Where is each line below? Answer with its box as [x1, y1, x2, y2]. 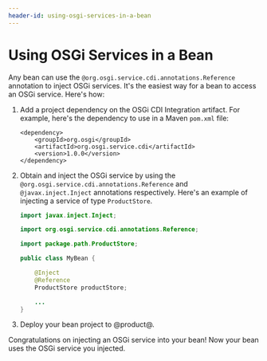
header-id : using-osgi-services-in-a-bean [8, 11, 151, 20]
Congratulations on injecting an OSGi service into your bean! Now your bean [8, 335, 259, 345]
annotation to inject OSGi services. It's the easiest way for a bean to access [8, 80, 257, 90]
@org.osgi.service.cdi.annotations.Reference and [19, 179, 189, 188]
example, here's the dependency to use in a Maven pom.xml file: [19, 113, 230, 123]
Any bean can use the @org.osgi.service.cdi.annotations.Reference [8, 73, 236, 82]
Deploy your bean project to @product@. [19, 320, 155, 329]
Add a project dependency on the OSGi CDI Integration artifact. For [19, 104, 241, 114]
